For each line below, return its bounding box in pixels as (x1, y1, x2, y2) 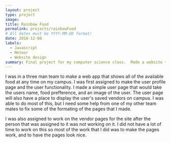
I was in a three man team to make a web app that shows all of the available (5, 73, 164, 79)
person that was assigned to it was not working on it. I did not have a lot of (5, 121, 162, 127)
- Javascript (10, 45, 38, 50)
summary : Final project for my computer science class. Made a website (5, 60, 163, 65)
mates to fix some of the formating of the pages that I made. (5, 106, 132, 112)
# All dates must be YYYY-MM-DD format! (5, 31, 93, 36)
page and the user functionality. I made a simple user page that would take (5, 84, 162, 91)
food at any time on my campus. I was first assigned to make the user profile (5, 79, 166, 85)
